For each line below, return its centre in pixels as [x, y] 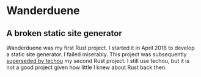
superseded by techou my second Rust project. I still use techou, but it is [98, 61]
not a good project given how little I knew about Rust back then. [86, 67]
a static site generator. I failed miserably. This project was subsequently [97, 54]
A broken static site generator [64, 33]
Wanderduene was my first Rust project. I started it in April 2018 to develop [101, 48]
